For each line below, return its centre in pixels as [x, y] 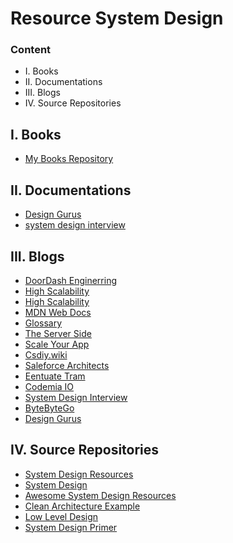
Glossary [43, 323]
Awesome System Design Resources [100, 495]
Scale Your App [57, 344]
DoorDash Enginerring [70, 280]
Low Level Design [61, 516]
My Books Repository [69, 159]
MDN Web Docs [58, 312]
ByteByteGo [49, 408]
